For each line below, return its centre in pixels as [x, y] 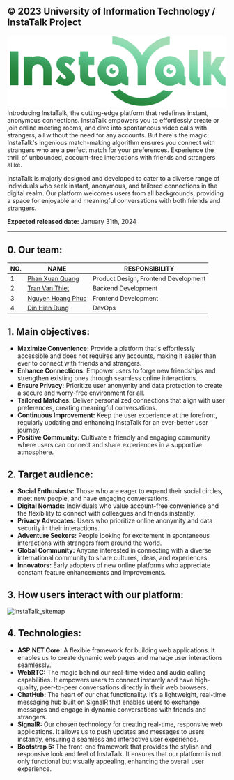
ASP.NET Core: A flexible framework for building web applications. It [116, 650]
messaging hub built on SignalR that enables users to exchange [108, 702]
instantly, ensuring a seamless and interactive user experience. [108, 739]
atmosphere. [36, 452]
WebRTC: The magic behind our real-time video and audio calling [112, 672]
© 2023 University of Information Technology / [111, 12]
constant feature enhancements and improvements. [91, 573]
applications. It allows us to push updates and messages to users [111, 731]
